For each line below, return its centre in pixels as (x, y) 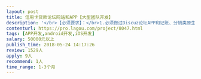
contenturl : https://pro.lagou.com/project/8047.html (75, 28)
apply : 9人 (19, 56)
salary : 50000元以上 (31, 39)
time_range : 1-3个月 (31, 67)
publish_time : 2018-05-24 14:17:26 (51, 45)
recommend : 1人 (25, 61)
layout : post (22, 12)
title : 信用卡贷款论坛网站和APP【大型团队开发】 (60, 17)
